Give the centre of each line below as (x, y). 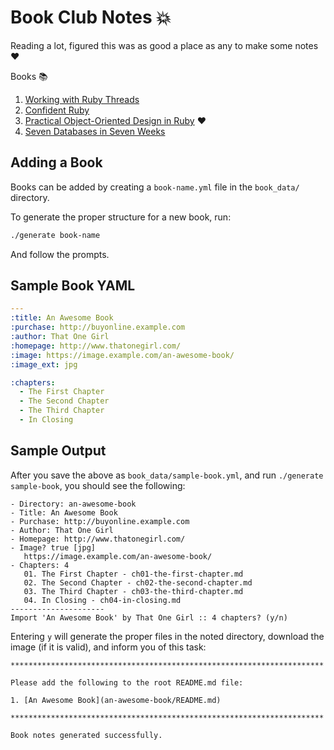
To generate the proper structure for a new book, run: (121, 217)
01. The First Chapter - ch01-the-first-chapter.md (133, 574)
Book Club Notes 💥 (91, 17)
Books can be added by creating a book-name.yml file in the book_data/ (155, 187)
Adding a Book (56, 162)
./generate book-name (55, 235)
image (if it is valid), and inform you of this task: (108, 647)
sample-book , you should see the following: (98, 485)
